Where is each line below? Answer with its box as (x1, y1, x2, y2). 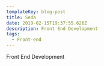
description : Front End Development (6, 25, 98, 32)
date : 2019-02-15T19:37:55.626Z (6, 20, 87, 26)
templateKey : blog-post (6, 8, 66, 15)
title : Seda (6, 14, 36, 20)
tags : (6, 31, 20, 37)
